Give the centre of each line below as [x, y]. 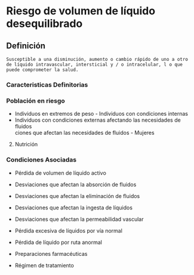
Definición [26, 46]
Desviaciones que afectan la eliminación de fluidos [77, 196]
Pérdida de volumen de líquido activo [60, 173]
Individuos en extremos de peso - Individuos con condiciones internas [101, 114]
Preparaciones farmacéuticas [51, 254]
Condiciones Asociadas [41, 160]
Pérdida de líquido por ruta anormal [58, 242]
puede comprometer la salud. [42, 70]
